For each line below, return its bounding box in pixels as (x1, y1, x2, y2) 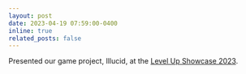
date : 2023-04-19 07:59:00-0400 (8, 19, 118, 27)
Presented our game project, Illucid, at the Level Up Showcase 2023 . (8, 56, 239, 66)
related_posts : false (8, 34, 82, 43)
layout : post (8, 11, 53, 20)
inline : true (8, 27, 53, 35)
